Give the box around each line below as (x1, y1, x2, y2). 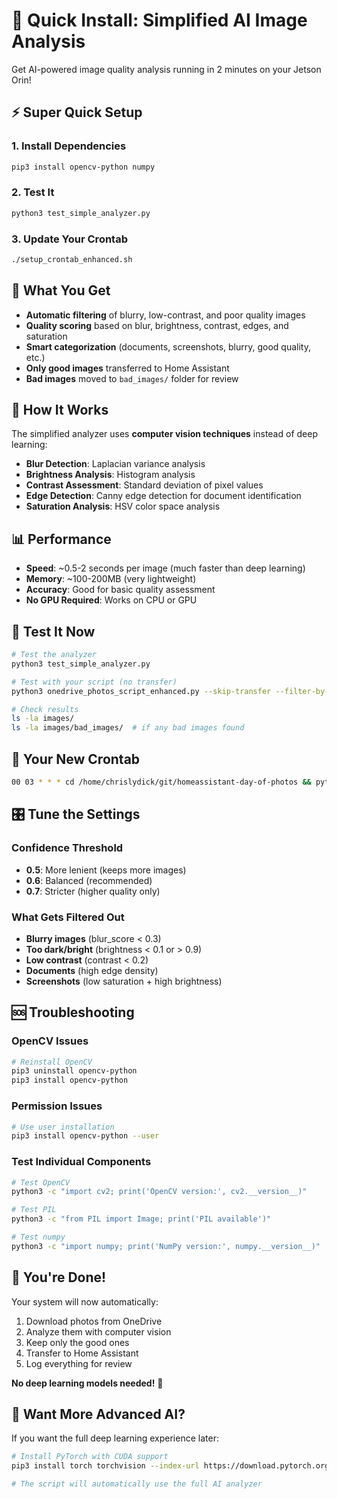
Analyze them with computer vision (25, 1325, 172, 1338)
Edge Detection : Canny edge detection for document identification (25, 490, 302, 502)
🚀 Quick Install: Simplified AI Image (11, 9, 308, 32)
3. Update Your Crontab (11, 232, 128, 246)
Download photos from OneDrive (25, 1315, 163, 1327)
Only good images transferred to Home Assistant (25, 362, 230, 374)
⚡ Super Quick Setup (11, 104, 143, 121)
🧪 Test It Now (11, 623, 96, 640)
